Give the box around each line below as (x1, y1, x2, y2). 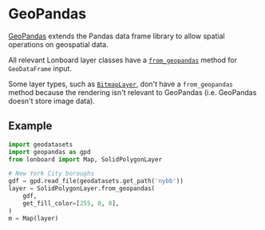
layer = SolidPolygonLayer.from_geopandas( (8, 184, 156, 192)
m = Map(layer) (8, 214, 59, 222)
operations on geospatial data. (8, 39, 109, 49)
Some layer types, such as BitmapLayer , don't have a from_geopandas (8, 79, 233, 89)
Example (8, 119, 53, 133)
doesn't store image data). (8, 96, 96, 105)
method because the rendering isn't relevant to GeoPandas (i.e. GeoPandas (8, 87, 257, 97)
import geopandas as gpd (8, 148, 91, 156)
